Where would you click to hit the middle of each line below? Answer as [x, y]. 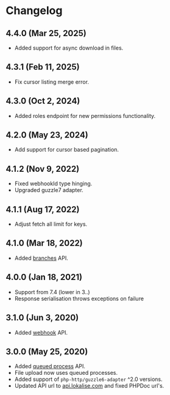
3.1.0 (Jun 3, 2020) [42, 318]
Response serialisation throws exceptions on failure [79, 298]
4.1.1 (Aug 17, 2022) [43, 209]
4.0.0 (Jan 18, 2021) [44, 277]
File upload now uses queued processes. [66, 373]
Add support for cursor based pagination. [67, 150]
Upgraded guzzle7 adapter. [49, 190]
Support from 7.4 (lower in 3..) [52, 292]
